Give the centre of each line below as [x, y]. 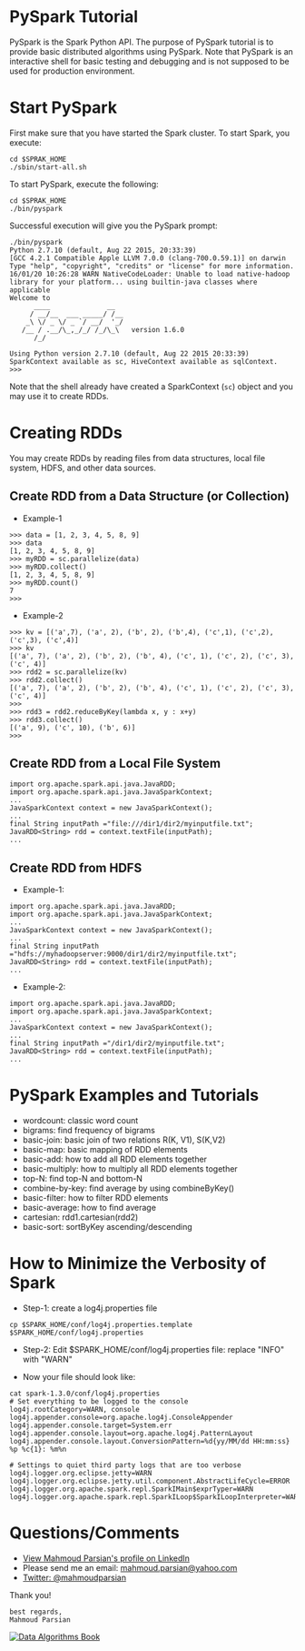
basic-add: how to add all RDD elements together [114, 1159]
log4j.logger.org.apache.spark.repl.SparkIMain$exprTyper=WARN [132, 1489]
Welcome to [30, 297]
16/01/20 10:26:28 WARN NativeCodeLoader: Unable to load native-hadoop [150, 274]
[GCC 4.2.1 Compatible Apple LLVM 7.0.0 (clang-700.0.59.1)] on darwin [148, 258]
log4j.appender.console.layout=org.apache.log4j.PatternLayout [132, 1434]
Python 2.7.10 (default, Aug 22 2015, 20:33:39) [103, 250]
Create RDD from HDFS [76, 867]
